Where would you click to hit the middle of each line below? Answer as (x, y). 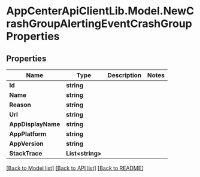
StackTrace (26, 153)
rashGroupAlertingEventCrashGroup (99, 24)
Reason (20, 105)
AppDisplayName (35, 124)
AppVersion (26, 144)
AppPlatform (28, 134)
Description (125, 75)
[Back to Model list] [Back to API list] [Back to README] (75, 168)
